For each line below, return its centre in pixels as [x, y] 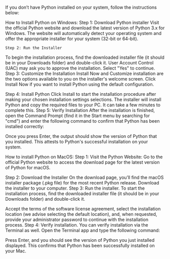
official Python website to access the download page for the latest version [82, 162]
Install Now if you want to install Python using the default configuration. [80, 84]
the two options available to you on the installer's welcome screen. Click [80, 79]
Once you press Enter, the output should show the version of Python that [81, 136]
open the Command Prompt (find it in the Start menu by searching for [78, 116]
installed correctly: [25, 126]
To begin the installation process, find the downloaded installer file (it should [85, 57]
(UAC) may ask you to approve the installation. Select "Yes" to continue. [80, 68]
